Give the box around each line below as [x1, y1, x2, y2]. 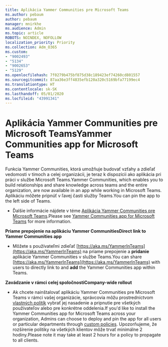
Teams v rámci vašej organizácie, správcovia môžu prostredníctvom [12, 294, 153, 301]
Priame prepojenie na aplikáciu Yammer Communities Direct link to [5, 228, 146, 234]
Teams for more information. [12, 219, 72, 225]
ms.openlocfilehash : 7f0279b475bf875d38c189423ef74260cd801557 [5, 73, 140, 78]
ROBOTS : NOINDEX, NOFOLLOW [5, 36, 62, 41]
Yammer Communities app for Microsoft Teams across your [12, 310, 136, 316]
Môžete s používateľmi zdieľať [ [12, 243, 78, 249]
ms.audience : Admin [5, 26, 46, 31]
